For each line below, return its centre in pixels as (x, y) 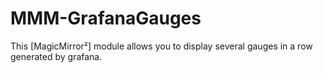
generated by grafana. (56, 56)
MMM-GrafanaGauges (106, 18)
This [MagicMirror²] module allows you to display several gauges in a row (161, 46)
